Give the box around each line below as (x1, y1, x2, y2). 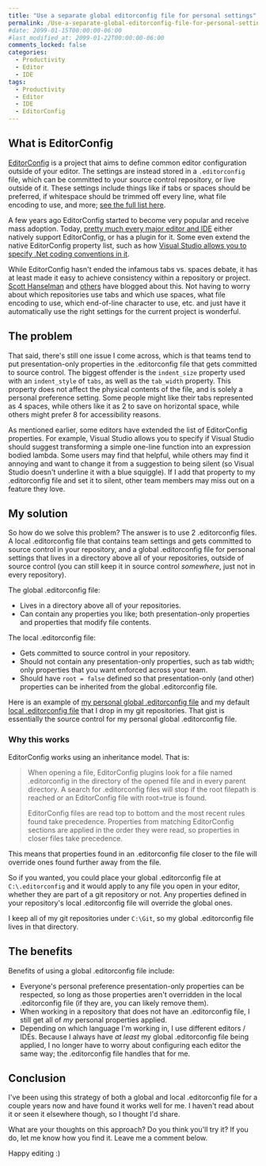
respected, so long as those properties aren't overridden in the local (19, 989, 242, 999)
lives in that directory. (8, 922, 79, 931)
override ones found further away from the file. (8, 857, 162, 867)
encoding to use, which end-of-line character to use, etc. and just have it (8, 298, 246, 308)
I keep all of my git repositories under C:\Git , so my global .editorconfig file (8, 913, 254, 922)
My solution (8, 507, 69, 520)
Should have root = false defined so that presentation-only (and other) (19, 673, 255, 683)
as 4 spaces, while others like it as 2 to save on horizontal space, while (8, 401, 240, 411)
